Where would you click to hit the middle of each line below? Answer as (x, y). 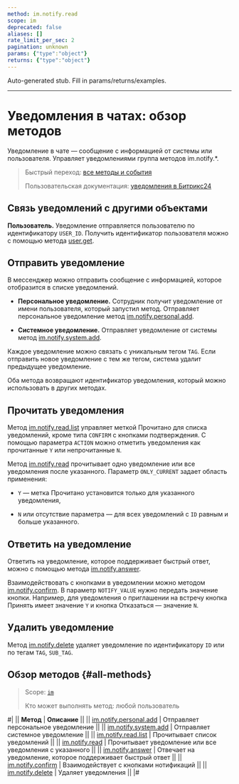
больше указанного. (48, 522)
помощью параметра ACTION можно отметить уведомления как (104, 443)
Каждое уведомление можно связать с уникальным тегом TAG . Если (112, 351)
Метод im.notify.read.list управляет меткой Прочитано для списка (107, 428)
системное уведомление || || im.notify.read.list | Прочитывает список (112, 734)
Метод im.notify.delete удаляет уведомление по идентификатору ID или (116, 645)
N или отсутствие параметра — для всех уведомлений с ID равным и (123, 514)
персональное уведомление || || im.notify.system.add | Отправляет (109, 727)
